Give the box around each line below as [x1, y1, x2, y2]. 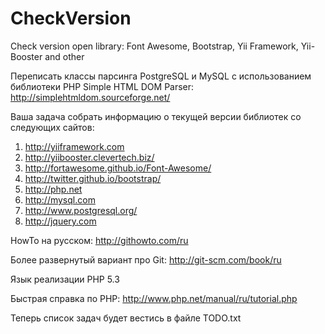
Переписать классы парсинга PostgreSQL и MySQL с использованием [10, 70, 312, 82]
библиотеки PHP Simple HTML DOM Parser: [10, 80, 195, 92]
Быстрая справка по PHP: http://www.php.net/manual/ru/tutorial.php [10, 292, 298, 304]
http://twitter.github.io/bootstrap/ [24, 172, 162, 184]
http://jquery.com [24, 215, 97, 227]
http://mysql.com [24, 193, 96, 206]
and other [44, 50, 85, 62]
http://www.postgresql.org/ [24, 204, 138, 216]
